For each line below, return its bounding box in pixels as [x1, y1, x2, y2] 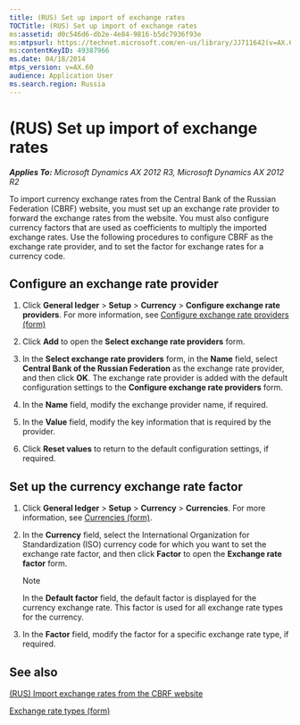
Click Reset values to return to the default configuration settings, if [21, 443, 270, 454]
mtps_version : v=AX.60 [9, 63, 94, 72]
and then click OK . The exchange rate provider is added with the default [21, 373, 288, 384]
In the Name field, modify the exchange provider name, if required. [21, 400, 269, 410]
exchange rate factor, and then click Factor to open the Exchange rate [21, 549, 283, 560]
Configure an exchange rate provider [9, 276, 219, 291]
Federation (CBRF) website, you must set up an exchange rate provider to [9, 203, 279, 214]
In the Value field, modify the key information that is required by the [21, 417, 271, 427]
